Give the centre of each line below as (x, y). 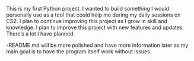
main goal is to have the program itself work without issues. (79, 52)
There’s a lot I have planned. (41, 34)
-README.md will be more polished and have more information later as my (97, 45)
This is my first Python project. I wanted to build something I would (88, 9)
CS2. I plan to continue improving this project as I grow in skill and (87, 21)
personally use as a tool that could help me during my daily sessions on (93, 15)
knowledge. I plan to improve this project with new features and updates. (95, 27)
